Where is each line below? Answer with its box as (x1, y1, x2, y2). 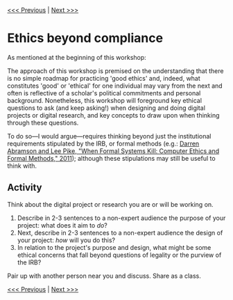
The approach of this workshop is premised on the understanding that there (7, 66, 224, 75)
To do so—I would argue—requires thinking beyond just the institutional (7, 132, 212, 140)
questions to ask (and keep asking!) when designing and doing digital (7, 104, 206, 112)
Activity (7, 182, 43, 194)
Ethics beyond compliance (7, 31, 164, 46)
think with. (7, 161, 37, 170)
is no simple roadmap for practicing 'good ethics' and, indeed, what (7, 74, 201, 82)
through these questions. (7, 118, 79, 127)
